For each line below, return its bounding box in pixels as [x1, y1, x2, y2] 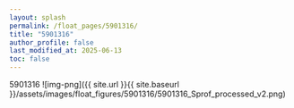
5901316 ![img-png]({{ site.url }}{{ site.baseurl [9, 79, 179, 89]
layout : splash [9, 12, 66, 22]
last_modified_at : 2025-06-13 [9, 46, 123, 55]
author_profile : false [9, 37, 94, 47]
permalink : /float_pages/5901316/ [9, 21, 139, 30]
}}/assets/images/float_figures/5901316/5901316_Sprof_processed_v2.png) [9, 88, 286, 99]
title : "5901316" [9, 29, 74, 38]
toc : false [9, 54, 50, 63]
